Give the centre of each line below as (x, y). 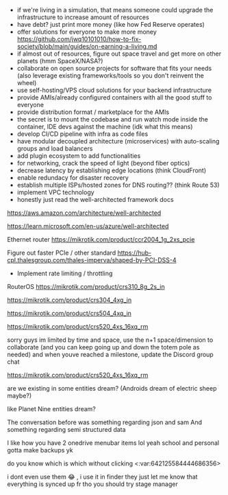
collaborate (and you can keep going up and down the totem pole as (103, 347)
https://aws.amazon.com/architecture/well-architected (84, 213)
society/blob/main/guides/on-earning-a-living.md (87, 46)
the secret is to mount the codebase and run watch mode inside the (113, 119)
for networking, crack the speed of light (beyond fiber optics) (103, 163)
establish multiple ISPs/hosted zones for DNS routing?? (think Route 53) (118, 185)
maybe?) (20, 395)
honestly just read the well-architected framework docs (95, 199)
